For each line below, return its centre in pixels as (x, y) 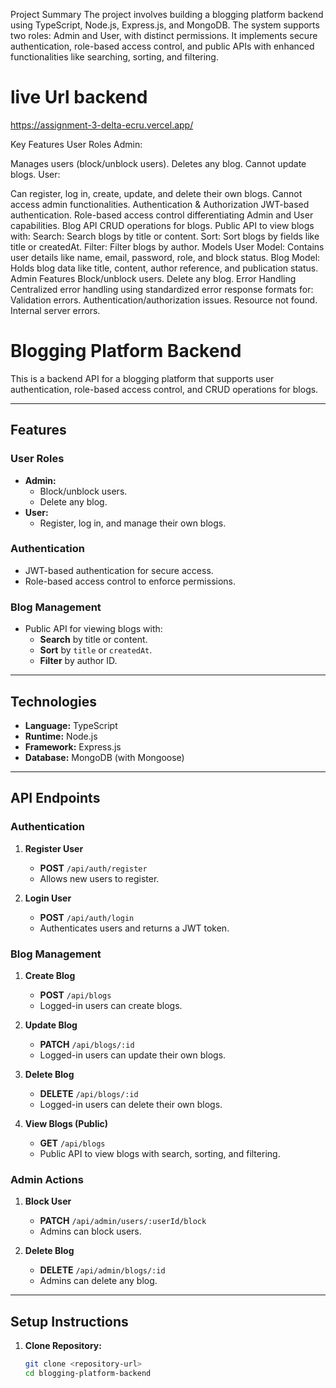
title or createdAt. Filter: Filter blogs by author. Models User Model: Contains (167, 246)
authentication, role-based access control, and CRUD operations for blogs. (164, 389)
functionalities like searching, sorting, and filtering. (114, 57)
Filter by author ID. (78, 661)
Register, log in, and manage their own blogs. (133, 523)
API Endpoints (55, 798)
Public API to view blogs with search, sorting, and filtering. (160, 1153)
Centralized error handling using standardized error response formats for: (162, 289)
